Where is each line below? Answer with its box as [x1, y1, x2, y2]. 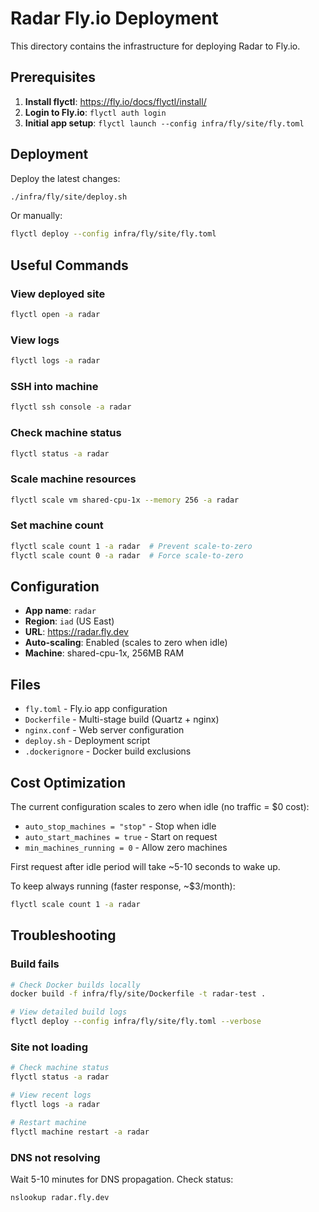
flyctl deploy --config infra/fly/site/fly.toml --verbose [10, 1017, 262, 1027]
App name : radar [24, 605, 97, 617]
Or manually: [10, 210, 63, 222]
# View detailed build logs [10, 1007, 128, 1017]
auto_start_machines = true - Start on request [24, 831, 218, 843]
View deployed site [10, 287, 106, 301]
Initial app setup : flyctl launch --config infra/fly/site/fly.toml [24, 117, 305, 129]
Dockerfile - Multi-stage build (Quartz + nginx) [24, 713, 220, 726]
